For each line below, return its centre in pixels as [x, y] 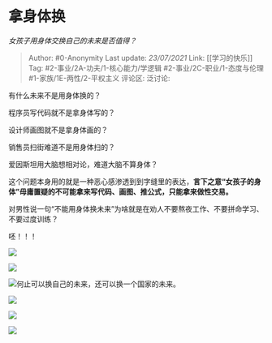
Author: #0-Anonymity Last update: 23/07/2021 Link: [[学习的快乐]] [140, 58]
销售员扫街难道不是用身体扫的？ [62, 147]
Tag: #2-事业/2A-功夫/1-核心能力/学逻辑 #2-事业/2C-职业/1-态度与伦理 [146, 68]
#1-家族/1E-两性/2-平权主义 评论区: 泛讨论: [99, 78]
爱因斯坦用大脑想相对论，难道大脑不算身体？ [83, 164]
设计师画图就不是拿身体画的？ [58, 130]
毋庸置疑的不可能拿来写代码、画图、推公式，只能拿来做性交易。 [126, 191]
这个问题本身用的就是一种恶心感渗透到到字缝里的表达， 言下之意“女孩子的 [131, 181]
